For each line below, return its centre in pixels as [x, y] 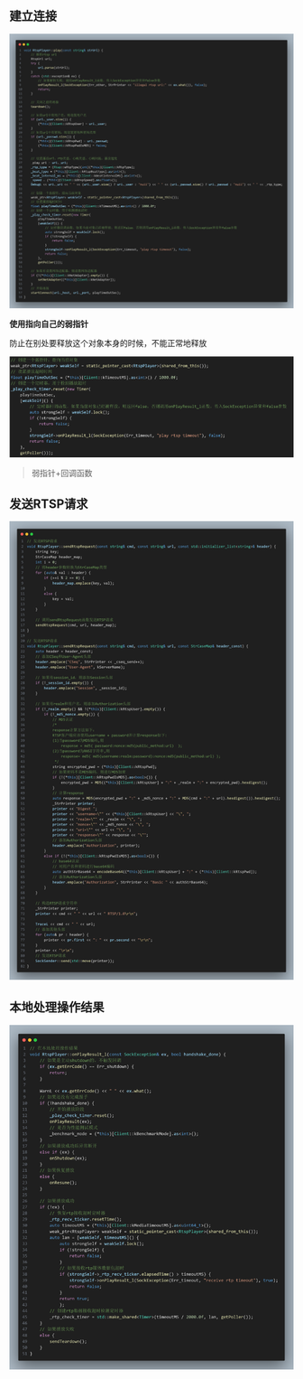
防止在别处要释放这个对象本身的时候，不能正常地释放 [108, 342]
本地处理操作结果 [57, 1007]
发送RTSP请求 [49, 504]
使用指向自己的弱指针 [49, 324]
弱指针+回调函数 [62, 473]
